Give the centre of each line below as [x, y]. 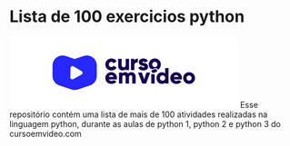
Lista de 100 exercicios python [127, 17]
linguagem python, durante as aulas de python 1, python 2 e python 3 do [145, 123]
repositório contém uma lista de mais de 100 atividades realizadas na [139, 114]
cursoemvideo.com [45, 133]
